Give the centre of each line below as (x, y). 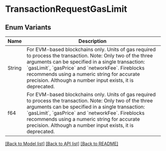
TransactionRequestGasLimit (66, 9)
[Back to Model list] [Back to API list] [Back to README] (62, 144)
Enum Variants (28, 27)
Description (93, 41)
